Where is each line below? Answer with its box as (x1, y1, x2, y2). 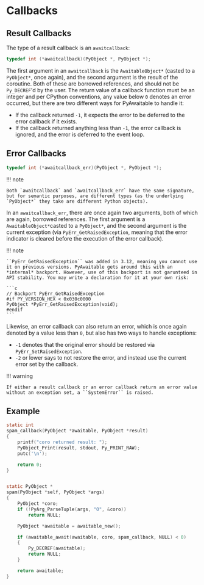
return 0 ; (17, 462, 43, 468)
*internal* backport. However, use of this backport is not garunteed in (6, 269, 198, 275)
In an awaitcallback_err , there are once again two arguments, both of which (6, 209, 198, 216)
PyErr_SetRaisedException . (15, 347, 83, 355)
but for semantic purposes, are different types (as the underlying (6, 193, 184, 199)
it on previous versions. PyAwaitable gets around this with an (6, 264, 173, 270)
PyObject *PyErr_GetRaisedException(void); (6, 301, 119, 307)
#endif (6, 307, 23, 313)
